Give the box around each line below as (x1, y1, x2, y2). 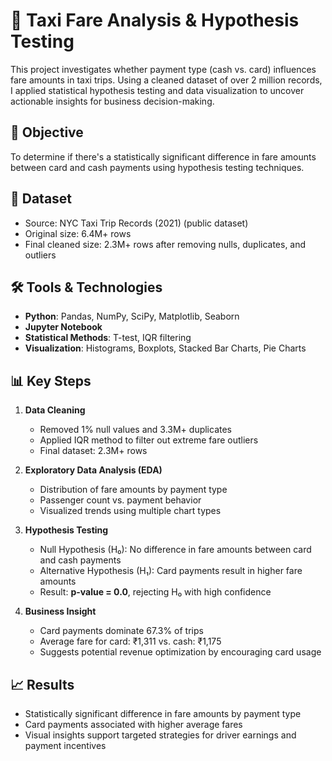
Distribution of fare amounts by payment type (39, 484, 228, 496)
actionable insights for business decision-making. (10, 95, 215, 107)
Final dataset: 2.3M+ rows (39, 445, 148, 457)
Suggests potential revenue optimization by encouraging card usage (39, 646, 322, 658)
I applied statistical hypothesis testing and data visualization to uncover (10, 84, 305, 96)
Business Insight (24, 605, 97, 618)
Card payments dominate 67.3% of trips (39, 625, 204, 637)
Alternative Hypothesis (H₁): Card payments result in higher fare (39, 565, 303, 577)
